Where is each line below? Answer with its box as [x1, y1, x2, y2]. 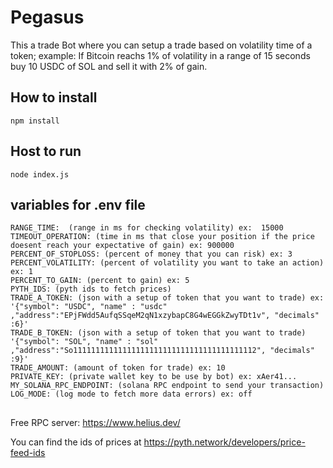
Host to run [10, 143, 82, 160]
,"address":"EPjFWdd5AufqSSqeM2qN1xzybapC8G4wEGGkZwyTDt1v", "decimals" [10, 311, 320, 321]
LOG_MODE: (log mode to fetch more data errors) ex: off [10, 389, 253, 400]
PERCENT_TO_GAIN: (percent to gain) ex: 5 [10, 276, 190, 286]
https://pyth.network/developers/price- [143, 436, 306, 448]
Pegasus [10, 6, 85, 29]
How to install [10, 89, 98, 106]
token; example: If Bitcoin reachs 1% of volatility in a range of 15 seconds [10, 49, 311, 61]
